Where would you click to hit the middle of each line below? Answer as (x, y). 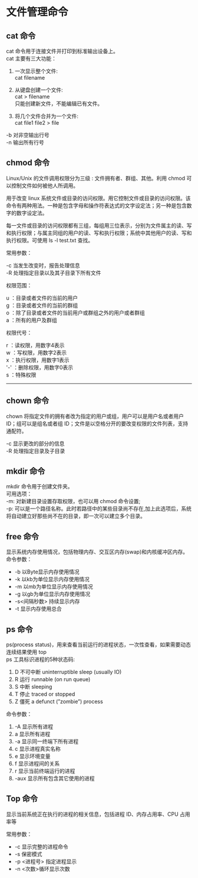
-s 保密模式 (28, 854)
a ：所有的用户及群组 (32, 320)
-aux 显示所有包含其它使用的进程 (55, 779)
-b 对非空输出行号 (28, 135)
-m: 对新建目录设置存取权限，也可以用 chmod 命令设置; (73, 501)
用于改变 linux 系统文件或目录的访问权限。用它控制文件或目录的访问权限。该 (98, 198)
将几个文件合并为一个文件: (46, 116)
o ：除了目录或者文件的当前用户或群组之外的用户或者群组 (76, 312)
